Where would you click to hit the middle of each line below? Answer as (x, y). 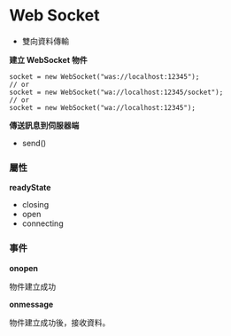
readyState (30, 188)
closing (35, 205)
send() (34, 143)
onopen (23, 268)
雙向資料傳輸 (45, 41)
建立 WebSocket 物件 (48, 59)
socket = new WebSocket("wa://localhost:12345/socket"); (116, 92)
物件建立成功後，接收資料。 (60, 322)
